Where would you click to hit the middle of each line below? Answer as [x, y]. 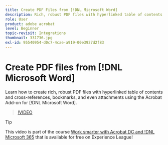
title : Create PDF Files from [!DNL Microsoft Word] [61, 10]
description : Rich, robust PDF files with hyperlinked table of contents [84, 15]
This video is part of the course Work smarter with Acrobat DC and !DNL [80, 131]
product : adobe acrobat [30, 24]
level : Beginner [22, 29]
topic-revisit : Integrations [36, 33]
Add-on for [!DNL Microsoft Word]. [41, 102]
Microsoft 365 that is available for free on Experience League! [69, 137]
